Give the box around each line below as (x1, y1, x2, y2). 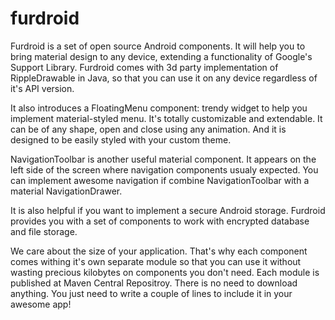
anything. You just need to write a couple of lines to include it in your (10, 287, 293, 299)
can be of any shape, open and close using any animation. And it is (10, 123, 287, 135)
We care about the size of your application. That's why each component (10, 245, 308, 257)
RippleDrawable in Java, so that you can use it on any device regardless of (10, 72, 318, 84)
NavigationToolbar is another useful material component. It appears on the (10, 153, 317, 165)
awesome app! (10, 298, 72, 310)
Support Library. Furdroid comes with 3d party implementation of (10, 61, 279, 73)
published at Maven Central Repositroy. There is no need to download (10, 277, 298, 289)
